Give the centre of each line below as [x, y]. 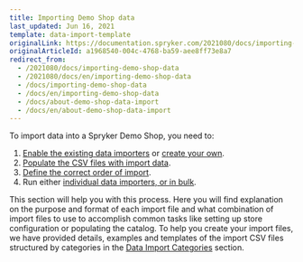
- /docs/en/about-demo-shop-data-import [94, 110]
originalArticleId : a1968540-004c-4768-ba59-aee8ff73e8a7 [120, 51]
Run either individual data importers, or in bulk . [109, 182]
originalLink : [36, 43]
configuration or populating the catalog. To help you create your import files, [151, 229]
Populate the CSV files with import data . [96, 163]
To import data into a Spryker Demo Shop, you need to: [112, 136]
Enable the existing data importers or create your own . [124, 154]
